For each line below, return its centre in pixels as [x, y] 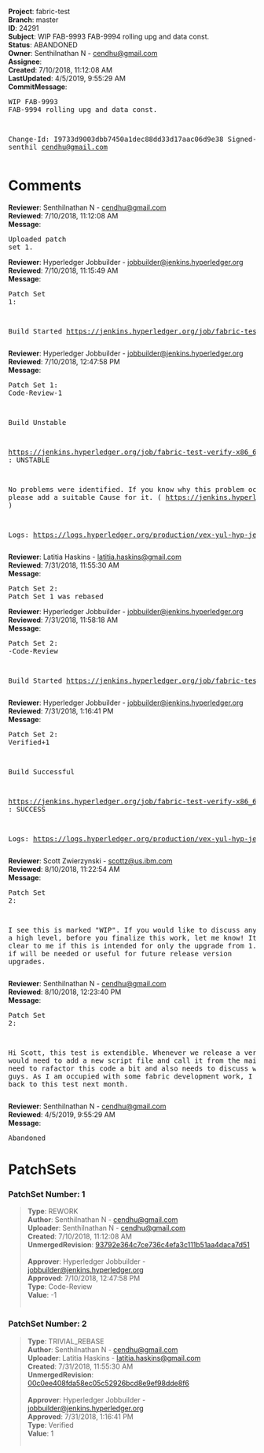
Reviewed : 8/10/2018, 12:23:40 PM [65, 992]
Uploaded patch [37, 239]
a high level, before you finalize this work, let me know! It [132, 938]
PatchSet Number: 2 [48, 1324]
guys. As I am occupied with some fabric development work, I [130, 1076]
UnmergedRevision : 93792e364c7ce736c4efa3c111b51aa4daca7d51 [138, 1245]
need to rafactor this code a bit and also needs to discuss [128, 1068]
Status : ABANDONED [43, 45]
